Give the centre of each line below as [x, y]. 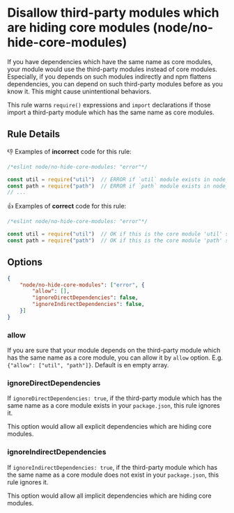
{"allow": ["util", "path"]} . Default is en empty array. [88, 365]
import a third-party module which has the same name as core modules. [111, 112]
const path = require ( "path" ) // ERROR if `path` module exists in [109, 186]
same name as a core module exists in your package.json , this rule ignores [114, 406]
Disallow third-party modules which [113, 13]
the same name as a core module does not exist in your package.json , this [113, 475]
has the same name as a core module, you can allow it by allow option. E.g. [115, 358]
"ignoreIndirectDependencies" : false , [88, 305]
